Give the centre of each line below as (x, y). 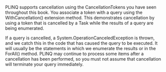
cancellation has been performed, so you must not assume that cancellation (83, 59)
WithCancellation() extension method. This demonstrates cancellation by (80, 18)
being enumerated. (25, 28)
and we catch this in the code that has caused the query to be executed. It (82, 43)
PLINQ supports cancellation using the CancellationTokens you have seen (81, 7)
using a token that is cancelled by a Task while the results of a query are (79, 23)
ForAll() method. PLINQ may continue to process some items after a (75, 54)
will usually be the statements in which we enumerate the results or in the (81, 48)
